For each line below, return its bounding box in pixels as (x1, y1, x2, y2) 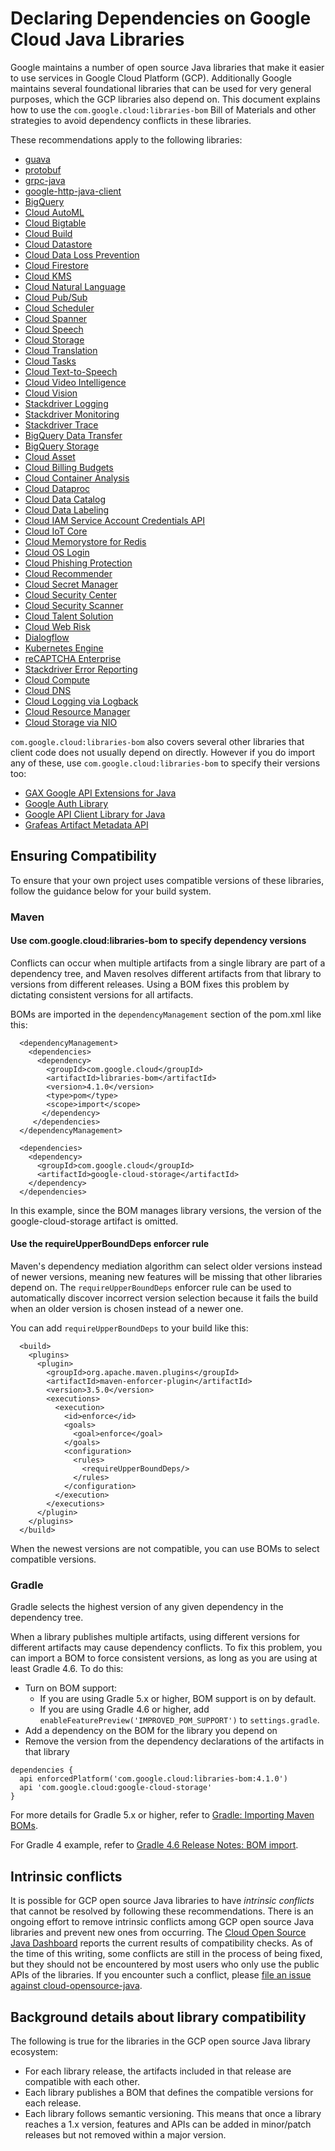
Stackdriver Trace (24, 418, 99, 431)
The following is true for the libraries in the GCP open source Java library (10, 2035, 311, 2047)
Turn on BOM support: (24, 1682, 118, 1694)
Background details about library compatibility (10, 2008, 307, 2026)
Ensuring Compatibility (10, 848, 158, 865)
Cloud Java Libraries (10, 28, 185, 51)
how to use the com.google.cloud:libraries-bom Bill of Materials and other (10, 103, 317, 116)
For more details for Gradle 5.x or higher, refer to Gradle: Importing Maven (10, 1809, 315, 1821)
